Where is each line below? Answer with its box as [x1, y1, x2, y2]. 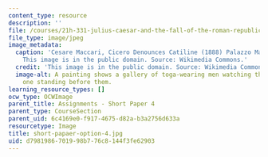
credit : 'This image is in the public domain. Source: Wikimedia [15, 63, 238, 71]
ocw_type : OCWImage [8, 93, 73, 101]
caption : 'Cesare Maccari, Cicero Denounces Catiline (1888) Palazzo [15, 48, 251, 56]
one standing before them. [22, 78, 112, 86]
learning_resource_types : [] [8, 85, 105, 94]
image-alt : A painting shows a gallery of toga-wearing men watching [15, 71, 251, 78]
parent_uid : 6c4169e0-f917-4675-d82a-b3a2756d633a [8, 115, 180, 123]
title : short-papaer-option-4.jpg [8, 129, 124, 137]
